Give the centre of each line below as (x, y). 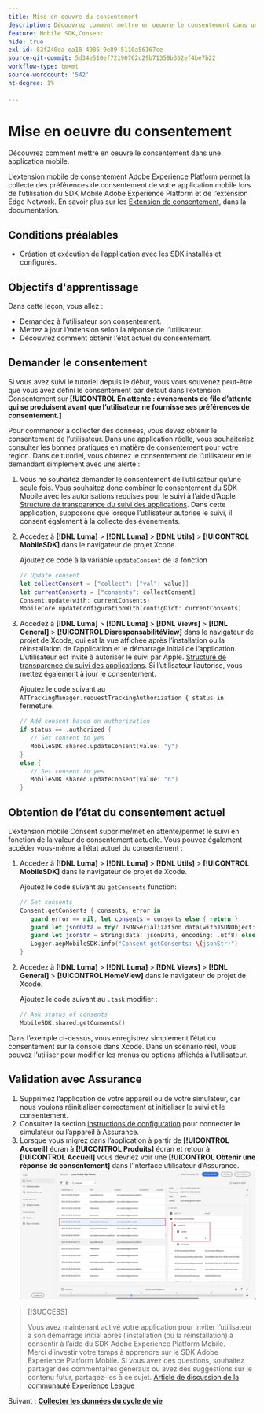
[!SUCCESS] (48, 1312)
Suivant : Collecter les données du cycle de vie (86, 1401)
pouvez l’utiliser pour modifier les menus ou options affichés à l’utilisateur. (128, 1055)
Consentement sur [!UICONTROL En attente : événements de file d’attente (130, 399)
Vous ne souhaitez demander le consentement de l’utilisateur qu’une (130, 479)
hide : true (26, 42)
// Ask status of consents (64, 1015)
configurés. (38, 262)
